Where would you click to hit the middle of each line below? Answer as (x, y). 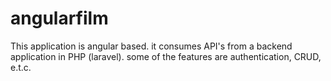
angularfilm (59, 18)
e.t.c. (21, 67)
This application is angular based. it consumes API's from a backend (151, 46)
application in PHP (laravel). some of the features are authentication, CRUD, (166, 56)
